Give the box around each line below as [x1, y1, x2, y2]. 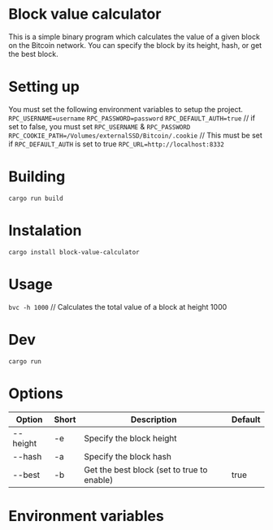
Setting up [8, 78, 80, 96]
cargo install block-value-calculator [8, 248, 140, 256]
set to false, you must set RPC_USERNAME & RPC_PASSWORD [8, 121, 191, 131]
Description [130, 414, 177, 425]
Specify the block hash [84, 450, 172, 462]
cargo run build [8, 194, 63, 202]
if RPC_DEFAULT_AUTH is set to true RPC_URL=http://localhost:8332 [8, 139, 225, 149]
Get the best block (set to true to [84, 464, 208, 476]
